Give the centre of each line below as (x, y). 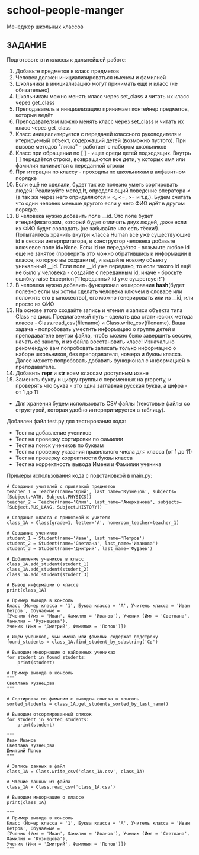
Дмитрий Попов (24, 750)
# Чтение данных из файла (38, 782)
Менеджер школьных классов (45, 27)
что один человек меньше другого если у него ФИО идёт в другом (100, 203)
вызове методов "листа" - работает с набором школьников (91, 146)
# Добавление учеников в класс (45, 559)
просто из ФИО (35, 304)
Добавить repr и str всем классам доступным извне (82, 373)
